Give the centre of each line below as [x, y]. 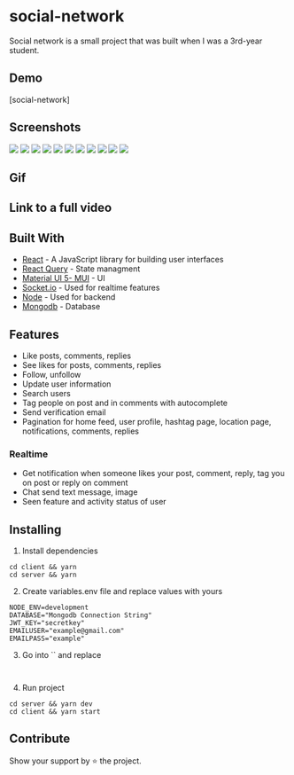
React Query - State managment [81, 269]
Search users [46, 393]
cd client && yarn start [55, 712]
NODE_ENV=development [49, 608]
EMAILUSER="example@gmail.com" [67, 631]
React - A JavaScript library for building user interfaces [123, 260]
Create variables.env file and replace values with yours [122, 591]
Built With [37, 238]
